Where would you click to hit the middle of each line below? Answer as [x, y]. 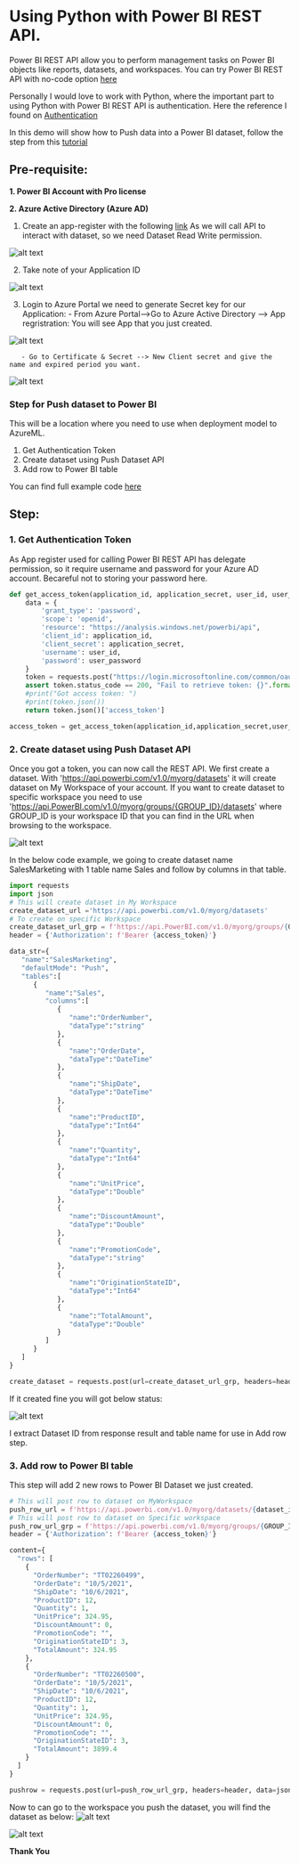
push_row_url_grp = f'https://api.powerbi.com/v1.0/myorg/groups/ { [137, 1526]
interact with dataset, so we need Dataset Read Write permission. [142, 235]
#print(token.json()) [65, 702]
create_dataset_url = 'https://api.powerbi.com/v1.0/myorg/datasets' [139, 910]
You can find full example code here [76, 486]
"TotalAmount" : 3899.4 [75, 1749]
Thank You [30, 1851]
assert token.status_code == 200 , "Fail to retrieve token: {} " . [149, 686]
